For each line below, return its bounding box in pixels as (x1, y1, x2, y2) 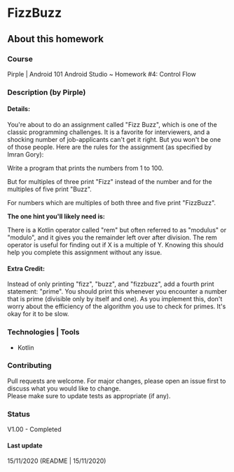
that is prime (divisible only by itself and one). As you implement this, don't (7, 295, 223, 303)
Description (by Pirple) (7, 87, 86, 97)
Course (7, 54, 33, 64)
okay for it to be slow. (7, 310, 69, 318)
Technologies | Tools (7, 327, 80, 337)
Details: (7, 105, 30, 113)
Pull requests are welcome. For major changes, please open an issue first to (7, 376, 226, 385)
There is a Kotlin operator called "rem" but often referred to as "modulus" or (7, 226, 226, 234)
